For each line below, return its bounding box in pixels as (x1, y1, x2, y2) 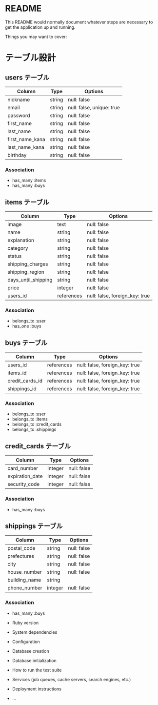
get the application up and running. (5, 24, 76, 30)
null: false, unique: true (68, 104, 120, 111)
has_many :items (12, 178, 46, 183)
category (7, 245, 28, 252)
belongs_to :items (12, 416, 48, 422)
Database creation (12, 648, 50, 654)
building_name (7, 577, 41, 584)
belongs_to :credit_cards (12, 422, 62, 427)
